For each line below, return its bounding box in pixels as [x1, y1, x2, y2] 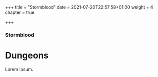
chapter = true [5, 9, 35, 15]
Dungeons [5, 50, 49, 61]
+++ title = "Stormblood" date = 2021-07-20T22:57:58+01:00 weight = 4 [5, 4, 154, 10]
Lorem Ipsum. [5, 66, 34, 72]
